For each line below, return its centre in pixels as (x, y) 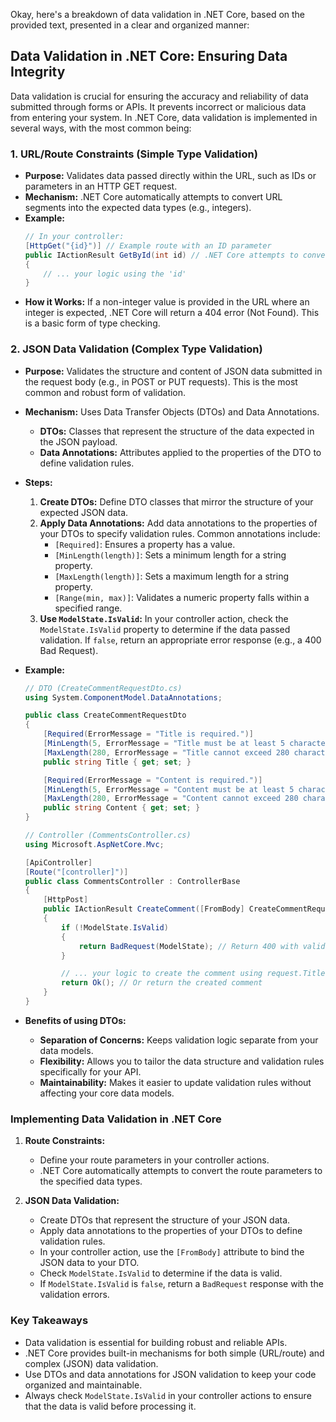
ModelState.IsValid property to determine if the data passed (165, 629)
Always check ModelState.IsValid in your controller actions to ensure (168, 1395)
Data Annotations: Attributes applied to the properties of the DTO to (180, 452)
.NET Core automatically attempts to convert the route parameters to (181, 1171)
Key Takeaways (49, 1321)
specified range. (88, 608)
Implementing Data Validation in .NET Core (116, 1119)
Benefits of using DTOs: (75, 1020)
